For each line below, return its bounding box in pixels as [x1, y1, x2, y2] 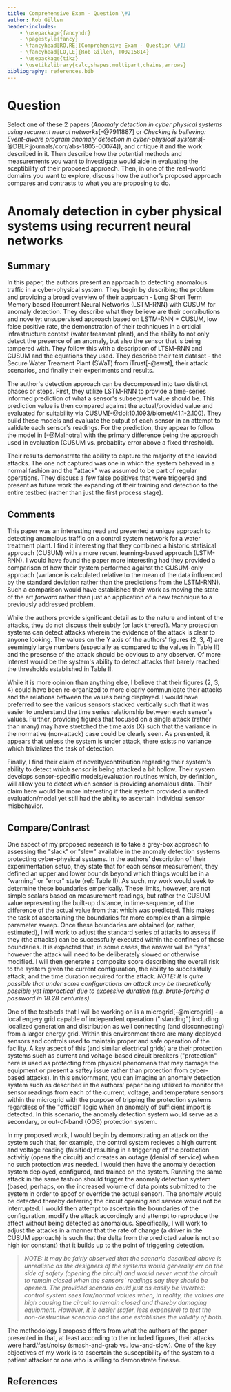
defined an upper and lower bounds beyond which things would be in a [7, 869, 210, 878]
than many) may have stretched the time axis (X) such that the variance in [7, 722, 217, 731]
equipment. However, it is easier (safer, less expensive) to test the [23, 1306, 212, 1314]
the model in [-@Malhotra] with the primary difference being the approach [7, 431, 219, 439]
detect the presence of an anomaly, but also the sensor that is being [7, 337, 201, 345]
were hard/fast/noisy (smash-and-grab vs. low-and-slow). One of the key [7, 1341, 217, 1350]
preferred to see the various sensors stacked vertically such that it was [7, 700, 209, 708]
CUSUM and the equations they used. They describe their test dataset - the [7, 351, 222, 360]
